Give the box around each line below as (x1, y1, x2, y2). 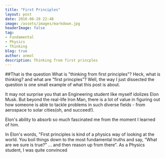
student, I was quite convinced (5, 147, 67, 153)
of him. (5, 122, 20, 128)
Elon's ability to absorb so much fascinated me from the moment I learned (5, 117, 156, 122)
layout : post (5, 12, 32, 17)
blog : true (5, 48, 28, 53)
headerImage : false (5, 26, 45, 31)
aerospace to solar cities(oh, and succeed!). (5, 107, 95, 113)
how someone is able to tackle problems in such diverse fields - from (5, 102, 145, 108)
